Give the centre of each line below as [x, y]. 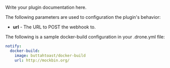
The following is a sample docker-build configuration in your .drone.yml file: [85, 37]
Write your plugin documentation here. [46, 7]
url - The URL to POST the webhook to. [54, 27]
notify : [14, 46]
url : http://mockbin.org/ [42, 60]
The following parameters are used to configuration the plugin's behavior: [83, 17]
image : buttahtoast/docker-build [50, 55]
